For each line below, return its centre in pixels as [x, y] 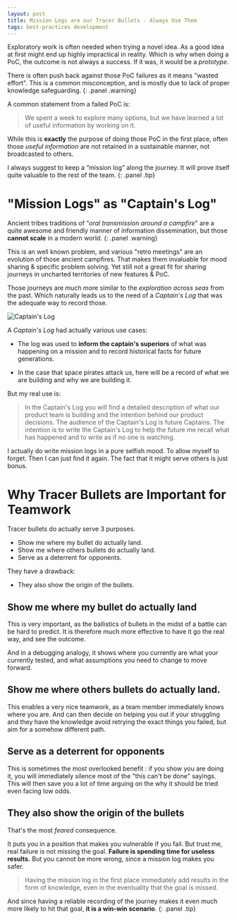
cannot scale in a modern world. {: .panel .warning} [83, 238]
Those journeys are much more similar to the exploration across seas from [116, 288]
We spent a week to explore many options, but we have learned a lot [124, 118]
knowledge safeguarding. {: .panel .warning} [72, 91]
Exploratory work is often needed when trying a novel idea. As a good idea [116, 47]
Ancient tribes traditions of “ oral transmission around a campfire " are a [111, 223]
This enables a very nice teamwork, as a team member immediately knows [116, 706]
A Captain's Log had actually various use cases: [78, 330]
